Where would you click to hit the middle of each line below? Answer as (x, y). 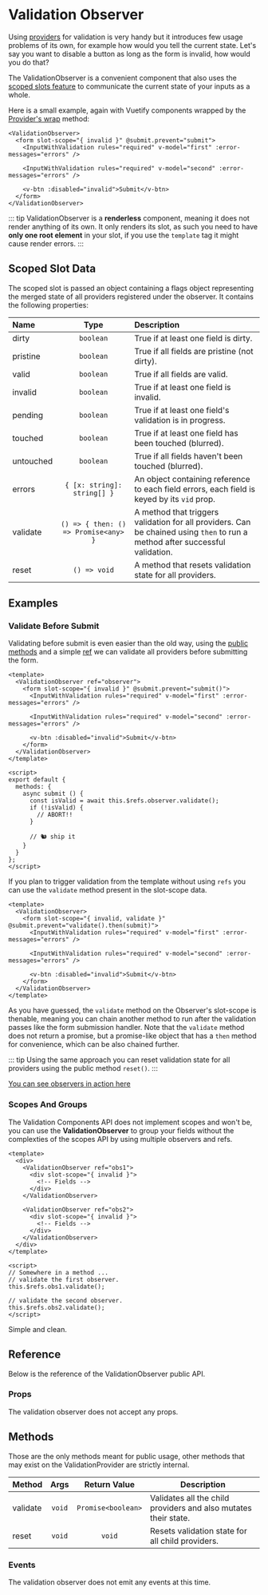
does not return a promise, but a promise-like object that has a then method (132, 1036)
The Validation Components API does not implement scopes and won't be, (130, 1122)
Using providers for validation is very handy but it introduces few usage (126, 37)
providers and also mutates (201, 1508)
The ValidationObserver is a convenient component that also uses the (122, 78)
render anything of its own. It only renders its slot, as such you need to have (133, 226)
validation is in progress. (180, 420)
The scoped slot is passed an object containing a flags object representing (131, 288)
